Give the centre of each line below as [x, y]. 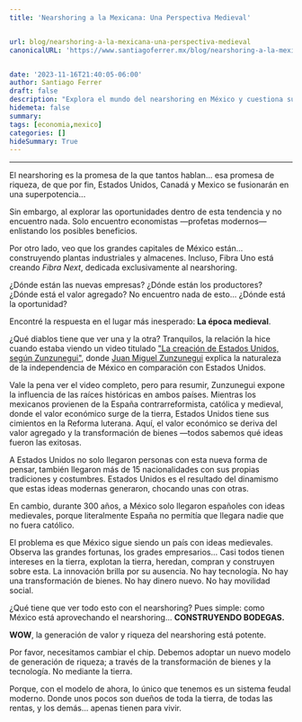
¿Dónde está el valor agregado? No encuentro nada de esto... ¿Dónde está [147, 294]
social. [22, 591]
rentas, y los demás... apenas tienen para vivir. [95, 708]
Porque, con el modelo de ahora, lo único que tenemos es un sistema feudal [150, 689]
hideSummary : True [44, 141]
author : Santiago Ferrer [56, 83]
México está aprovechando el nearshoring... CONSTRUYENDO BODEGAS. [147, 618]
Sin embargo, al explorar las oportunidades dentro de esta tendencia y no [146, 212]
